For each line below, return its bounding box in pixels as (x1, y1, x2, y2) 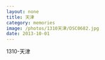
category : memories (6, 20, 56, 26)
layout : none (6, 8, 39, 15)
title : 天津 (6, 14, 34, 20)
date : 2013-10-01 (6, 31, 50, 37)
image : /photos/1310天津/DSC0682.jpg (6, 25, 100, 31)
